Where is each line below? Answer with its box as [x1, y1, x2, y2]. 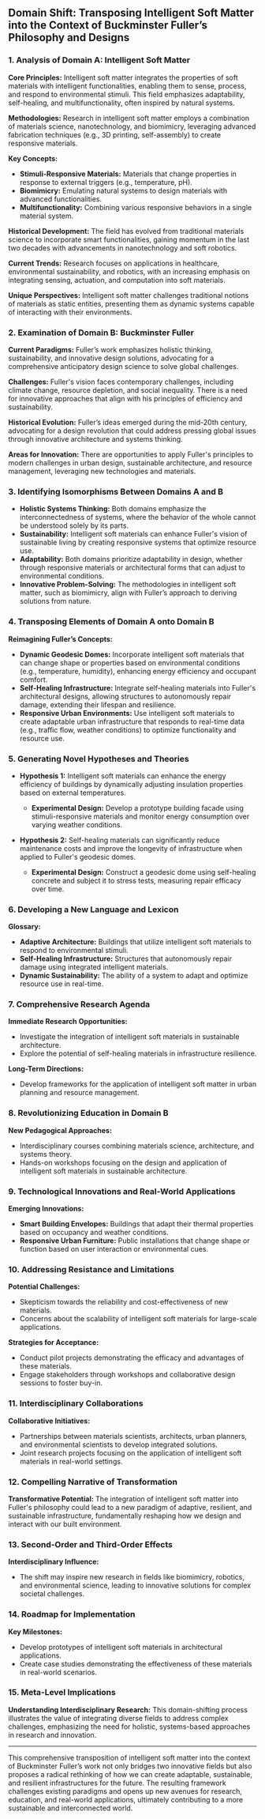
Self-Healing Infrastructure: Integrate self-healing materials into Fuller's [19, 683, 256, 692]
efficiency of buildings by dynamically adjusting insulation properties [19, 779, 244, 789]
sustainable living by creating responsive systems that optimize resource [19, 537, 256, 548]
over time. [31, 884, 65, 894]
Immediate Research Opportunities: [8, 1017, 128, 1026]
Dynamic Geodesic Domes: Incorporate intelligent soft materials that [19, 650, 244, 659]
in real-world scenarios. [19, 1667, 97, 1677]
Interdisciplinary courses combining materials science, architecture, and [19, 1141, 255, 1151]
